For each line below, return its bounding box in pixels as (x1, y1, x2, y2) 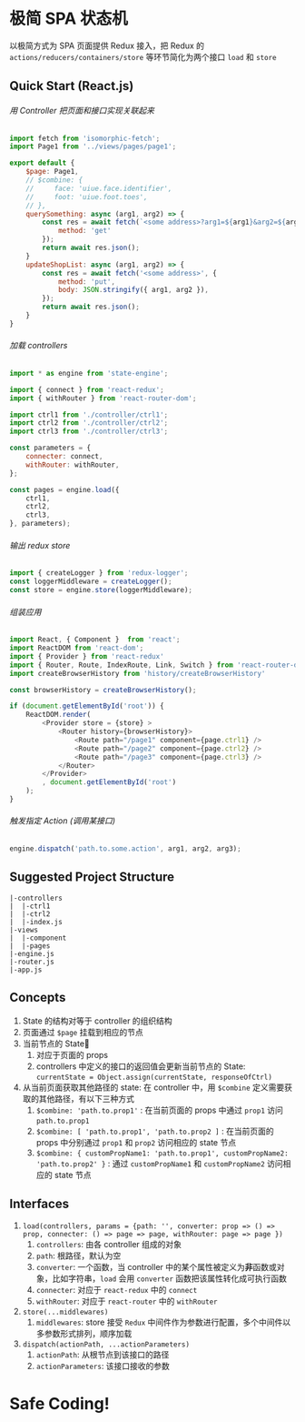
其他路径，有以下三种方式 (38, 1093, 134, 1104)
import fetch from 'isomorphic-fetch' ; (9, 134, 161, 143)
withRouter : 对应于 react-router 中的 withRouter (35, 1296, 218, 1306)
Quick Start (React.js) (9, 78, 134, 94)
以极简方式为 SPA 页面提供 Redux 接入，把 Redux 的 (9, 40, 205, 51)
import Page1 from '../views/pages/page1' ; (9, 142, 177, 151)
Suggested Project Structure (9, 870, 175, 885)
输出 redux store (9, 540, 71, 550)
